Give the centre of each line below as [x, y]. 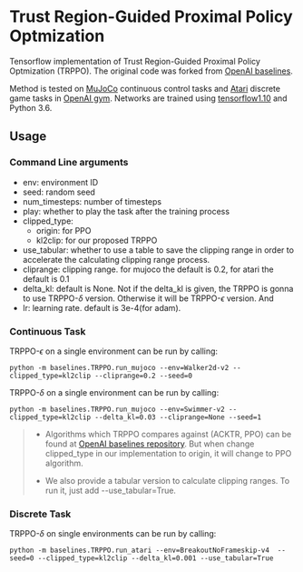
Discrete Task [40, 514]
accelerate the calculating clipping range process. [116, 259]
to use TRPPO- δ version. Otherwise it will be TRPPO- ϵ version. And [148, 298]
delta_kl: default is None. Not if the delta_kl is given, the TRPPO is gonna [158, 288]
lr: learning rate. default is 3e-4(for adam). [102, 307]
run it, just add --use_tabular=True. [111, 490]
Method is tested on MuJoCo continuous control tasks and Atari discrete [145, 88]
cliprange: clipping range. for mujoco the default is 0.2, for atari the [148, 269]
